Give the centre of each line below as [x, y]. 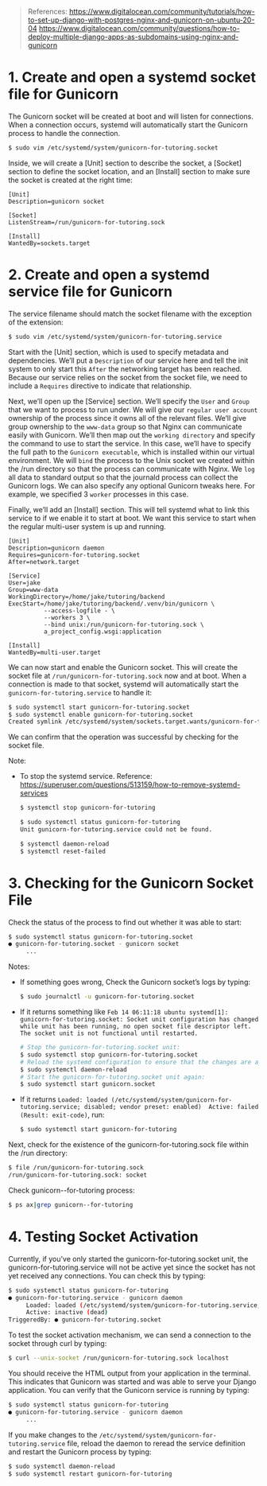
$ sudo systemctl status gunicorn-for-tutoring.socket [101, 937]
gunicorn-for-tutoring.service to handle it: [80, 692]
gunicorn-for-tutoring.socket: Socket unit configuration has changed [139, 1020]
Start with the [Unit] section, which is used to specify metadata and [118, 352]
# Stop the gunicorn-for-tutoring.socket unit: [100, 1048]
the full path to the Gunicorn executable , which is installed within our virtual [132, 452]
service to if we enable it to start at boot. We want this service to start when [132, 518]
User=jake [25, 583]
